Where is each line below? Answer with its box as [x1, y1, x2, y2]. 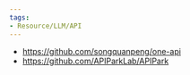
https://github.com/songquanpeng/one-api [22, 46, 182, 56]
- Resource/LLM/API [9, 21, 82, 30]
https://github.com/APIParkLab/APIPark [22, 55, 169, 66]
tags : [9, 12, 30, 22]
